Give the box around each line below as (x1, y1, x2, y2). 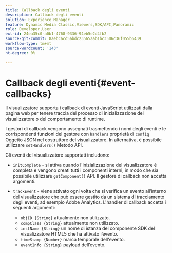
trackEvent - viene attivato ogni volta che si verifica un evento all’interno (12, 188, 167, 194)
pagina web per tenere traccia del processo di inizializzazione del (5, 110, 144, 116)
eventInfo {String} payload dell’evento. (20, 242, 106, 248)
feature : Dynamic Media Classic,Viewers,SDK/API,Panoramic (5, 22, 135, 27)
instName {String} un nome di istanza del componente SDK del (20, 225, 155, 231)
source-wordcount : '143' (5, 46, 59, 51)
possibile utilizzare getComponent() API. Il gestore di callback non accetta (12, 173, 167, 179)
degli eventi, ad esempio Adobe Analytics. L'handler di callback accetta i (12, 199, 166, 205)
